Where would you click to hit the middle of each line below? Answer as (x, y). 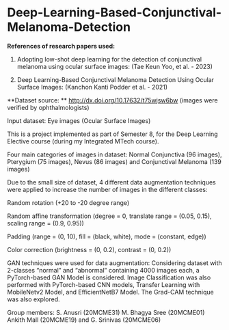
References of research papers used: (61, 46)
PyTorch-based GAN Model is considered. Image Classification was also (109, 277)
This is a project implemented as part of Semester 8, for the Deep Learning (112, 134)
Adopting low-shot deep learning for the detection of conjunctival (109, 59)
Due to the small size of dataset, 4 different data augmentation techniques (112, 182)
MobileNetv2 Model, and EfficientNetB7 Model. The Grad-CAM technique (110, 292)
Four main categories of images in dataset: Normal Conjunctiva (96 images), (114, 154)
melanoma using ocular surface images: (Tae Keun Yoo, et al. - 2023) (115, 66)
